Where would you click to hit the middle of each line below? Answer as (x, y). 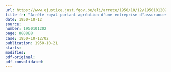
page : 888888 (19, 33)
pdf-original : (20, 57)
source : (13, 24)
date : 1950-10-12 (24, 19)
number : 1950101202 (26, 29)
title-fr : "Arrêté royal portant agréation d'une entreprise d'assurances (86, 15)
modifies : (16, 52)
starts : (13, 48)
